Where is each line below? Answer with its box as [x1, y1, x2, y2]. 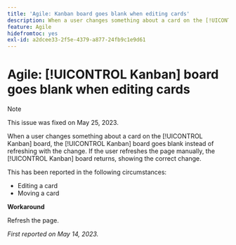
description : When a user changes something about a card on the [7, 17, 202, 24]
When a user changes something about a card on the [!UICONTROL [7, 132, 204, 140]
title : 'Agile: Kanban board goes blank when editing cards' [7, 10, 190, 18]
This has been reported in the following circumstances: [7, 168, 167, 176]
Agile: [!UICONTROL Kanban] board [7, 67, 219, 83]
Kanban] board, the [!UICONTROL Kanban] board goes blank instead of [7, 140, 214, 148]
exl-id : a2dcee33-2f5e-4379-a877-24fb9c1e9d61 [7, 37, 146, 44]
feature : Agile [7, 23, 52, 30]
